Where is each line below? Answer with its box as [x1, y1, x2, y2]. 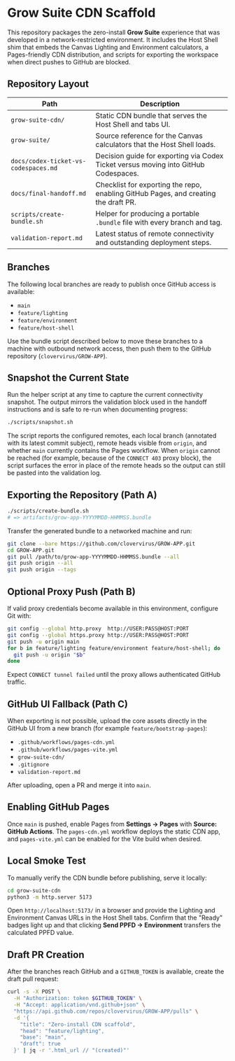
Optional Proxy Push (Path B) [7, 586, 136, 598]
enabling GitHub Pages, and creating [95, 188, 216, 198]
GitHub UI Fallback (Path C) [7, 698, 128, 710]
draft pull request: [7, 975, 59, 983]
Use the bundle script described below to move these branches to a [7, 337, 203, 345]
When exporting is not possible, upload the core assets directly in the [7, 717, 208, 725]
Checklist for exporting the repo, [95, 180, 202, 190]
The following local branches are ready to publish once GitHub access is [7, 280, 217, 288]
